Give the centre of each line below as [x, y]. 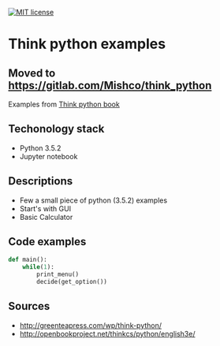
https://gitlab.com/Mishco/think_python [110, 86]
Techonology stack [56, 129]
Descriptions [41, 181]
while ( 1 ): [39, 267]
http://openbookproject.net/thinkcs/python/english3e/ [107, 333]
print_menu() [58, 275]
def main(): [28, 260]
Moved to [32, 73]
